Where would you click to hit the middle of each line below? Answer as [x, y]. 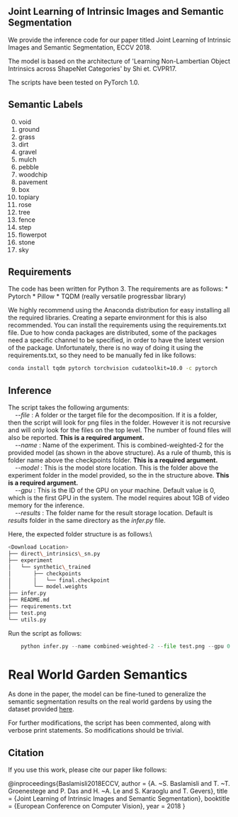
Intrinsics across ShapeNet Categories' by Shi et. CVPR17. [92, 68]
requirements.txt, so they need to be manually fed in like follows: [102, 355]
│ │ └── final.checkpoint [59, 580]
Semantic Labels [46, 105]
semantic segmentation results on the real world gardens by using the [110, 702]
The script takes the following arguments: [69, 407]
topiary [29, 197]
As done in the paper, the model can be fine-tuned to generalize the [107, 694]
